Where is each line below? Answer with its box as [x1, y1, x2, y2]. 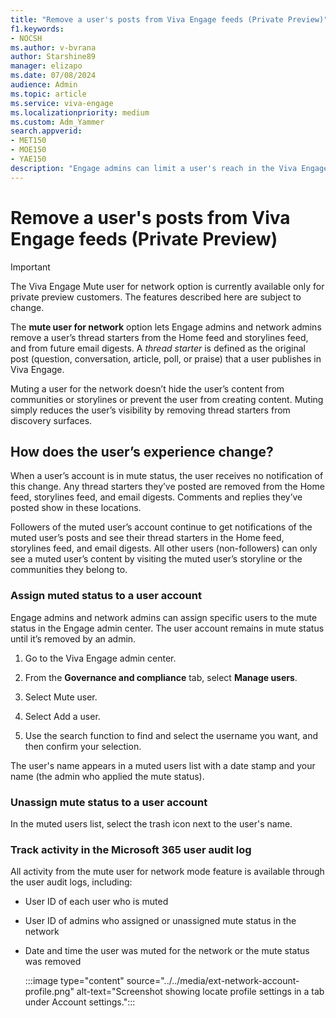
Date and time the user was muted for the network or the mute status [24, 945, 310, 957]
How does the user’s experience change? [10, 443, 274, 460]
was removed [24, 956, 82, 968]
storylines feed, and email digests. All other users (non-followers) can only [10, 542, 318, 555]
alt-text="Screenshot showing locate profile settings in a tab [76, 986, 325, 998]
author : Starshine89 [10, 52, 97, 62]
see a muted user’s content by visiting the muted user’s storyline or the [10, 553, 303, 565]
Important [10, 261, 51, 273]
